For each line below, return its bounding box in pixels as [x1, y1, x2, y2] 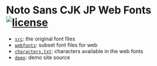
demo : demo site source [14, 54, 70, 61]
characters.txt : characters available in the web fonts [14, 47, 144, 54]
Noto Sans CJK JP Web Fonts [6, 4, 152, 17]
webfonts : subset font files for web [14, 41, 98, 48]
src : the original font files [14, 35, 76, 42]
